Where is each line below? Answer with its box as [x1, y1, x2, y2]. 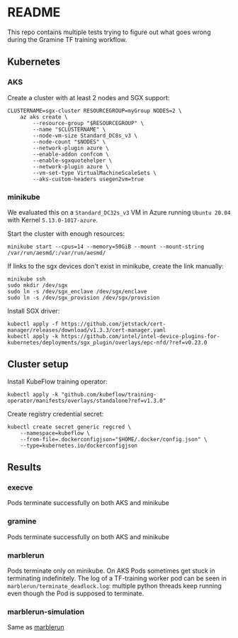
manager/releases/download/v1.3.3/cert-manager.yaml [7, 326, 166, 334]
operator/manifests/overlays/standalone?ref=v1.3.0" [7, 397, 166, 404]
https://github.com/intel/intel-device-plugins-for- [61, 332, 220, 340]
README [7, 4, 61, 21]
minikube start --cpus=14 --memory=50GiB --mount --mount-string [7, 243, 204, 250]
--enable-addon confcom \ [33, 151, 110, 158]
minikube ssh [7, 275, 46, 283]
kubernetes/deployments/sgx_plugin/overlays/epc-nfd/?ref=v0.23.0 [7, 339, 208, 346]
